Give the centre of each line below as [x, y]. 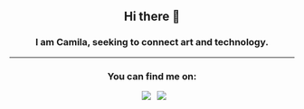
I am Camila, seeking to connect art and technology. [152, 42]
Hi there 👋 [152, 17]
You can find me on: [152, 76]
